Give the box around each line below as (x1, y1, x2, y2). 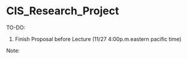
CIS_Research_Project (6, 4, 119, 18)
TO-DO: (6, 24, 26, 31)
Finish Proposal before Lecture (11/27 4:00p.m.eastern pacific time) (14, 35, 182, 42)
